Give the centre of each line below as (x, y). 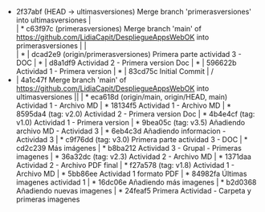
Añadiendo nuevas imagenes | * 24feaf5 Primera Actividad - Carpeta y (133, 191)
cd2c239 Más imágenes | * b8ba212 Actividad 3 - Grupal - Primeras (129, 148)
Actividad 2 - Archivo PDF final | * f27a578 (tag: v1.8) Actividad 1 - (125, 165)
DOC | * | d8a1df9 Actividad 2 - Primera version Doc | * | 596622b (126, 63)
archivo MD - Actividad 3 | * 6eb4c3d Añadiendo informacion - (121, 131)
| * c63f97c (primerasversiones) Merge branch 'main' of (109, 29)
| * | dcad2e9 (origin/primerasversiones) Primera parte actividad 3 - (129, 54)
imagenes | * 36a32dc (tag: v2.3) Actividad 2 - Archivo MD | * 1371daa (133, 157)
